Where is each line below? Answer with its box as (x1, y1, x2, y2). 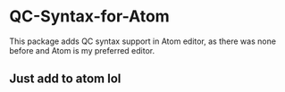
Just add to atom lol (9, 71, 122, 87)
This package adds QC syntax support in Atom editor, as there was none (9, 36, 277, 46)
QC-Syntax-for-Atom (9, 6, 170, 27)
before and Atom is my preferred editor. (9, 45, 155, 55)
